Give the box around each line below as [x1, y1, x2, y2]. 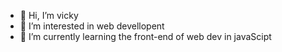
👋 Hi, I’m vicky [19, 10, 79, 21]
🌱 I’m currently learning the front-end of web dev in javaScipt [19, 31, 272, 42]
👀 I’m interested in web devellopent [19, 20, 165, 32]
